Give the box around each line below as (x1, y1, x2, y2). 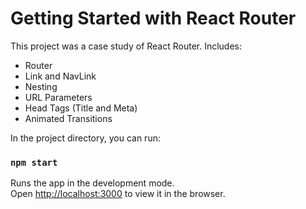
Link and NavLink (24, 70, 97, 82)
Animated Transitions (24, 112, 113, 124)
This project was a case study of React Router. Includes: (10, 40, 243, 52)
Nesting (24, 80, 58, 92)
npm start (10, 157, 58, 168)
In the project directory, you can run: (10, 132, 161, 144)
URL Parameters (24, 91, 93, 103)
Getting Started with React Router (10, 7, 297, 30)
